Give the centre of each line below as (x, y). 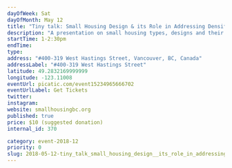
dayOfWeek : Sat (29, 13)
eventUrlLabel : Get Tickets (48, 90)
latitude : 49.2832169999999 (48, 71)
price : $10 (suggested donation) (55, 122)
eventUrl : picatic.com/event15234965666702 (71, 84)
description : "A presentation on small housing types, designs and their (116, 33)
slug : (15, 154)
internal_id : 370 (32, 129)
